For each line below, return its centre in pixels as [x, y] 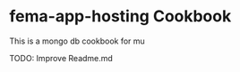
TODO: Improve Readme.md [61, 58]
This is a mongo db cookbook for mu [77, 41]
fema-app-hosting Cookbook [120, 16]
